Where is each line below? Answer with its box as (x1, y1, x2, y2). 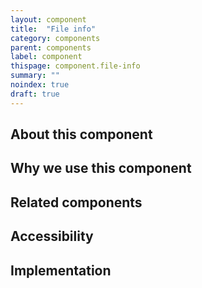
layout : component (10, 14, 87, 25)
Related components (10, 194, 143, 211)
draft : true (10, 89, 60, 99)
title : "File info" (10, 24, 97, 34)
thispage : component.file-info (10, 61, 141, 71)
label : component (10, 52, 83, 62)
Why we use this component (10, 160, 192, 177)
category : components (10, 33, 101, 43)
